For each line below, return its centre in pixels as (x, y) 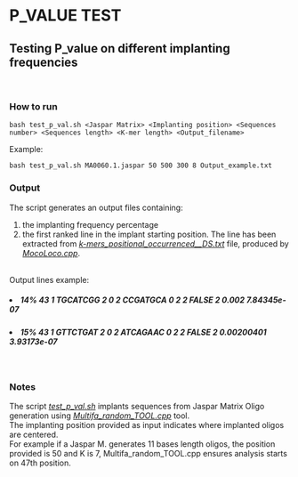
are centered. (34, 435)
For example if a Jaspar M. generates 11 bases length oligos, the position (142, 444)
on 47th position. (40, 463)
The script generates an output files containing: (97, 207)
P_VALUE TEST (65, 16)
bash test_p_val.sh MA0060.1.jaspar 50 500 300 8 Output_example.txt (141, 166)
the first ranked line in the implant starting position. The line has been (149, 234)
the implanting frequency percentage (90, 224)
